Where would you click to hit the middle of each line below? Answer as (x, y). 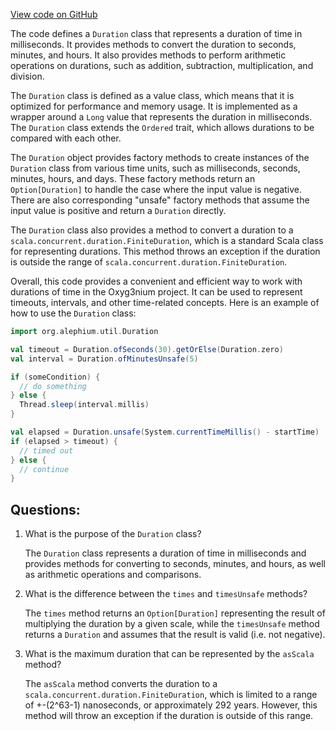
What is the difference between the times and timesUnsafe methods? (166, 594)
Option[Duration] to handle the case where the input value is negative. (156, 189)
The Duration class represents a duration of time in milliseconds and (165, 553)
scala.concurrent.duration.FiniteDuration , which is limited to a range (171, 695)
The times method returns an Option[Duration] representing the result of (175, 613)
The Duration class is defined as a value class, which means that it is (152, 95)
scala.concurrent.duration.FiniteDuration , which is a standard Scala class (167, 240)
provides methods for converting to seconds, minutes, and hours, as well (175, 564)
